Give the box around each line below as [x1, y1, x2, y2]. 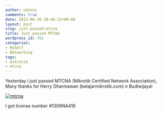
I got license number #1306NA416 [5, 103, 76, 109]
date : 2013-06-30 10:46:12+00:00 [5, 17, 76, 22]
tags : [5, 54, 17, 60]
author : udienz [5, 7, 37, 13]
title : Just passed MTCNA [5, 31, 60, 36]
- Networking [5, 50, 33, 55]
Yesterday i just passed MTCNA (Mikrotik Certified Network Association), [5, 78, 157, 84]
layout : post [5, 21, 33, 27]
